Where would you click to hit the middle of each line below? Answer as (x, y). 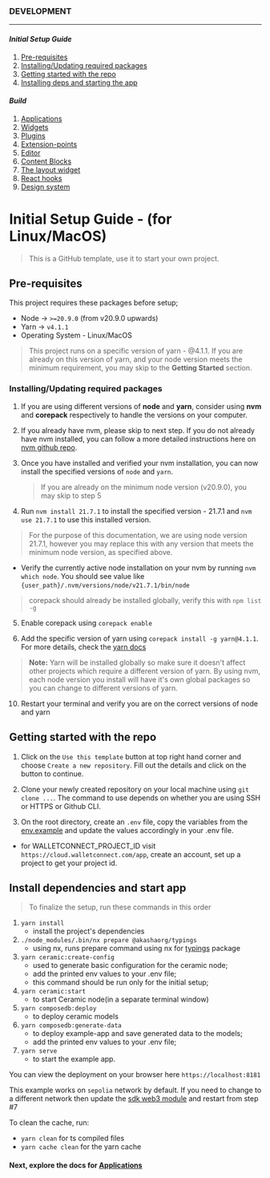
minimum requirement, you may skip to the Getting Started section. (140, 368)
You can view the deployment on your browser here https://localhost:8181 (135, 1075)
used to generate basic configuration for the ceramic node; (130, 965)
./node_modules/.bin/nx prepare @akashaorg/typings (109, 941)
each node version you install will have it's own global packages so (139, 679)
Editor (30, 152)
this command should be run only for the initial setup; (121, 982)
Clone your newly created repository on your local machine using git (135, 789)
